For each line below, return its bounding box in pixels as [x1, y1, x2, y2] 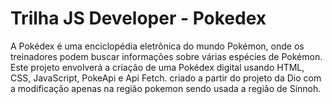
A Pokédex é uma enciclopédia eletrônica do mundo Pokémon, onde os [10, 40, 305, 52]
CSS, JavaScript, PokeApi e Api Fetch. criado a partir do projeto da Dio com [10, 72, 322, 84]
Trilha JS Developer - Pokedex [10, 7, 267, 30]
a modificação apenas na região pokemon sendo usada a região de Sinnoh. [10, 82, 322, 94]
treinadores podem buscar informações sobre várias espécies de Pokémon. [10, 50, 323, 62]
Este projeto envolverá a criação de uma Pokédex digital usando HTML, [10, 61, 305, 73]
